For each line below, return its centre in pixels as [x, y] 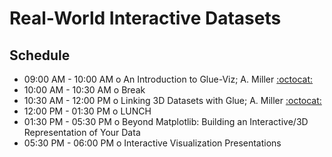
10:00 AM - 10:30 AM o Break [84, 90]
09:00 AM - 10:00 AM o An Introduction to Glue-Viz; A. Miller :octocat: [168, 79]
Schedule [40, 55]
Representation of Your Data [82, 132]
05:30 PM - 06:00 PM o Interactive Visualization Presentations [152, 143]
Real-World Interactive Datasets [145, 18]
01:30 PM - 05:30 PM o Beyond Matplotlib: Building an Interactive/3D [166, 121]
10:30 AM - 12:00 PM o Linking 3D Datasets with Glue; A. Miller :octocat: [172, 100]
